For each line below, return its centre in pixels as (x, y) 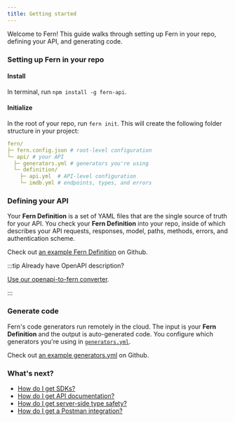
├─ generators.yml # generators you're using (81, 163)
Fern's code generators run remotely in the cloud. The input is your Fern (112, 327)
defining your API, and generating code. (65, 41)
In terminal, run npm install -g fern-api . (67, 91)
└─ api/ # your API (36, 157)
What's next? (31, 373)
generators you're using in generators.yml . (69, 341)
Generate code (33, 311)
